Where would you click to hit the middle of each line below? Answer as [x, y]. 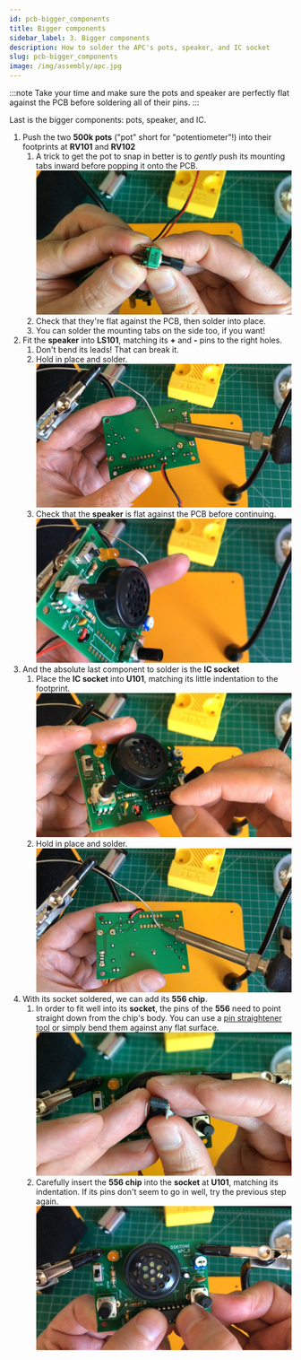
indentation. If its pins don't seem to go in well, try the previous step [161, 1192]
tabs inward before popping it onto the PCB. [117, 166]
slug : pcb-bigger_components [64, 57]
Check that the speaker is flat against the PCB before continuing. [156, 514]
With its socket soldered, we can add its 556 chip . [115, 998]
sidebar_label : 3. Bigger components [80, 38]
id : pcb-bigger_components [60, 19]
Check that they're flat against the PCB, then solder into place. [150, 321]
